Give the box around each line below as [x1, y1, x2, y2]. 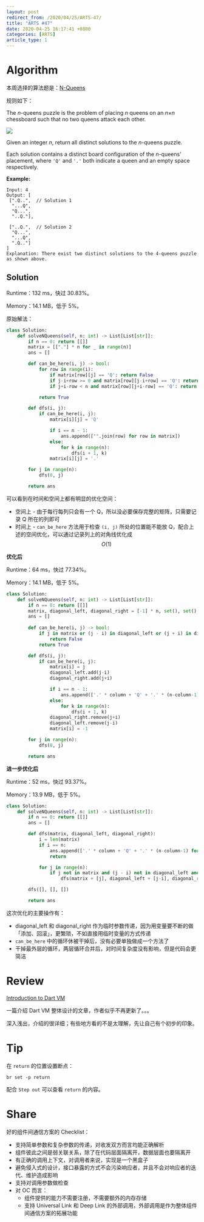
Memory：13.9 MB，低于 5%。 [6, 790, 84, 798]
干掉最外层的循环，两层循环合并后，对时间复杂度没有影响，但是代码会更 [15, 945, 196, 952]
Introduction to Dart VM [6, 994, 66, 1002]
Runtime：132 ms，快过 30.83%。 [6, 289, 93, 296]
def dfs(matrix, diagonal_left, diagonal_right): [28, 831, 156, 837]
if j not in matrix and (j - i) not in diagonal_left [49, 870, 189, 876]
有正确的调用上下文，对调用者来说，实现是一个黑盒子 [15, 1156, 149, 1163]
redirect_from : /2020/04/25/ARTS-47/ [6, 15, 102, 21]
